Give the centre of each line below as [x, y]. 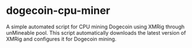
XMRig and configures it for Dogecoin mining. [61, 39]
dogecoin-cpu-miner [58, 11]
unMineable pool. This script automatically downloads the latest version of [96, 32]
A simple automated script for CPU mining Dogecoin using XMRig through [95, 27]
